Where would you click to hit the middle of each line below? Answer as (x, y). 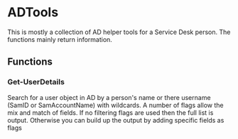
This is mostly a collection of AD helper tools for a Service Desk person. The (119, 32)
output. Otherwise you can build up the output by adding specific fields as (116, 120)
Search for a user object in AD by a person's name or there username (109, 97)
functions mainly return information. (60, 39)
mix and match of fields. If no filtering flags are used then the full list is (110, 112)
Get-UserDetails (36, 82)
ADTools (33, 12)
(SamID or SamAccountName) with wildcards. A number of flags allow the (115, 105)
